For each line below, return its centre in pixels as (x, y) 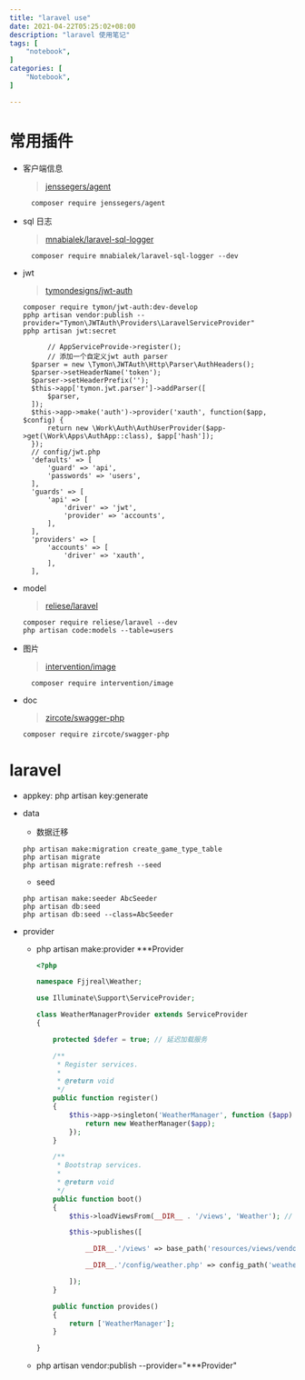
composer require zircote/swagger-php (96, 734)
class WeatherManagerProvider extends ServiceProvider (142, 1015)
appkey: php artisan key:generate (85, 795)
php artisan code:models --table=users (98, 630)
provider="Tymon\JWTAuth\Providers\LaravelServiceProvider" (138, 323)
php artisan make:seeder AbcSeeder (90, 898)
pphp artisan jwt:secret (69, 331)
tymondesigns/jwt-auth (89, 290)
